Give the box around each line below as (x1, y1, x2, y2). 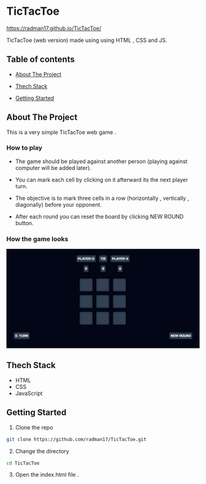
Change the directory (15, 447, 69, 455)
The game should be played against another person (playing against (15, 158, 188, 165)
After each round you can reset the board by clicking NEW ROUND (15, 213, 184, 220)
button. (15, 219, 34, 226)
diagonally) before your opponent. (15, 201, 102, 208)
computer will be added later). (15, 164, 92, 171)
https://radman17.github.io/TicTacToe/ (6, 25, 102, 32)
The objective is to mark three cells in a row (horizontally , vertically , (15, 194, 189, 202)
